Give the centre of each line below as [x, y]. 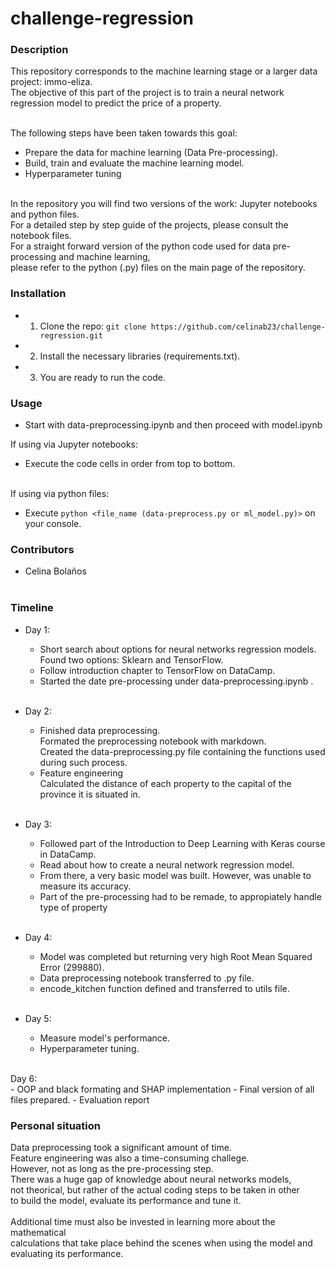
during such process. [83, 762]
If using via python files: [60, 494]
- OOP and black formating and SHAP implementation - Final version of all [162, 1089]
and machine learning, [104, 257]
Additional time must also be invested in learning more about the [143, 1221]
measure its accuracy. [85, 886]
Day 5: [38, 1018]
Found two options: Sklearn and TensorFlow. [131, 659]
